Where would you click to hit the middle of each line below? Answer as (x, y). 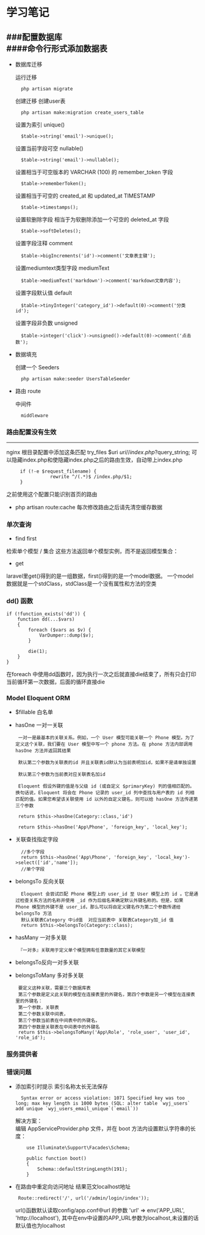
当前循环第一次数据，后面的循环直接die (56, 682)
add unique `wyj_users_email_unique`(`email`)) (77, 1109)
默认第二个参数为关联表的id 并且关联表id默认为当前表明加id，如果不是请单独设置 (107, 763)
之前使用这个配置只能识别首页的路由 (52, 494)
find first (26, 538)
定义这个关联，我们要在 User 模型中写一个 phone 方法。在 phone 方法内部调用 (104, 744)
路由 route (28, 391)
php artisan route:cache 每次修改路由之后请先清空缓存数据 (89, 507)
